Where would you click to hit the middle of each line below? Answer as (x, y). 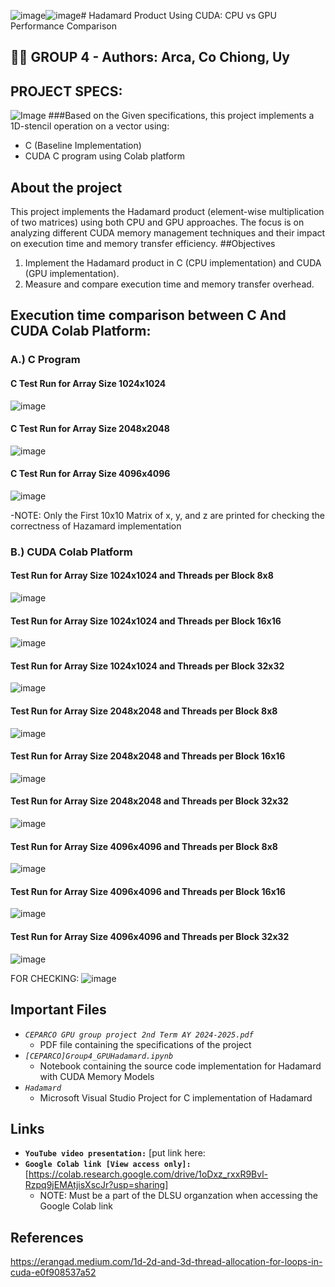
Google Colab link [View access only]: (108, 1165)
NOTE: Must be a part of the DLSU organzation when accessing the (178, 1196)
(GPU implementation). (72, 274)
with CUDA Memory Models (97, 1076)
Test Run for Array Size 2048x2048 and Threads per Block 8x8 (144, 711)
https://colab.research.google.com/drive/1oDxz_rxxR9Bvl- (148, 1174)
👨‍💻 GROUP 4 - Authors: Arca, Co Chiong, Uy (150, 57)
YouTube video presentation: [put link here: (115, 1153)
